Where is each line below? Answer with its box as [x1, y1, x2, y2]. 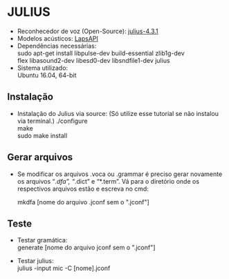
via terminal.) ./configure [17, 117, 88, 125]
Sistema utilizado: [17, 64, 68, 72]
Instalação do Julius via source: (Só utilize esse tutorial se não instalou [17, 109, 219, 117]
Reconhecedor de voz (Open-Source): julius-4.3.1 [17, 27, 158, 35]
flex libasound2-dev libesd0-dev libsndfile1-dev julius [17, 56, 171, 64]
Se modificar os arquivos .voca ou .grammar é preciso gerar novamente [17, 170, 223, 178]
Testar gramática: [17, 236, 68, 244]
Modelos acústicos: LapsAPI [17, 34, 99, 42]
